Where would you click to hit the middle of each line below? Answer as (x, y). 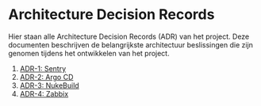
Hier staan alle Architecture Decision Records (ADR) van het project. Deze (129, 36)
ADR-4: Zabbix (44, 93)
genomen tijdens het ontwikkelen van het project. (89, 53)
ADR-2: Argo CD (46, 77)
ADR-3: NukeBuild (49, 85)
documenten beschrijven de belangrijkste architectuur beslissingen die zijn (131, 44)
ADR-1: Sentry (43, 68)
